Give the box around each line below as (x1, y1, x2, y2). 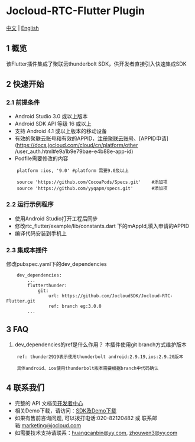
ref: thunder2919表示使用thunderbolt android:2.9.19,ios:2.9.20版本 (17, 353, 184, 360)
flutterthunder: (27, 282, 67, 289)
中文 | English (6, 24, 40, 31)
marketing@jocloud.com (21, 421, 82, 429)
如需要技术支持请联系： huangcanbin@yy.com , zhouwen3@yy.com (14, 429, 178, 436)
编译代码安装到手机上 (14, 229, 67, 237)
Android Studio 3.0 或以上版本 (14, 113, 88, 120)
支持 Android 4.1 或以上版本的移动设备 (14, 128, 108, 135)
